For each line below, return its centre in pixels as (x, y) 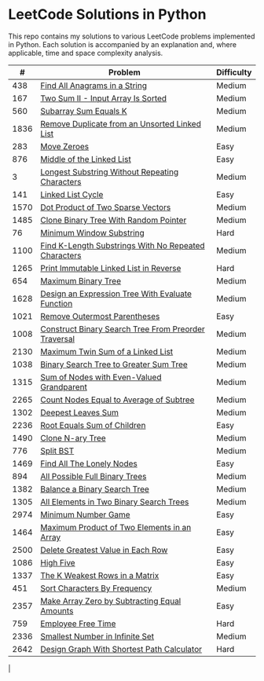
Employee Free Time (78, 624)
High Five (58, 562)
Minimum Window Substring (93, 232)
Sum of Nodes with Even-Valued (101, 377)
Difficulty (234, 72)
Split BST (57, 451)
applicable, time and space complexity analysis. (86, 53)
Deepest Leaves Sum (80, 412)
